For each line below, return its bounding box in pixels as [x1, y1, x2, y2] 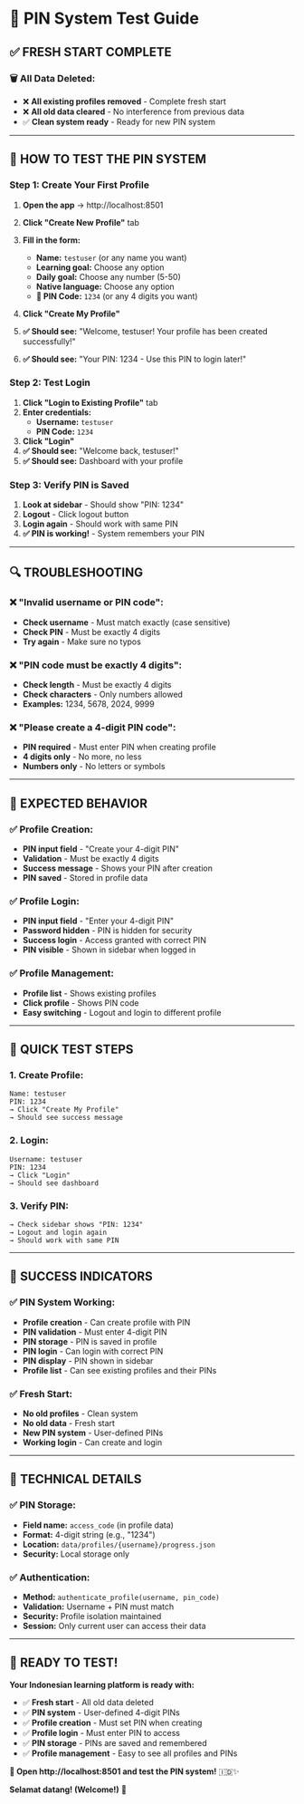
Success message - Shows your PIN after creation [22, 863, 213, 873]
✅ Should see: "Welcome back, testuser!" [22, 445, 179, 456]
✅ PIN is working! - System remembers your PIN [22, 528, 205, 539]
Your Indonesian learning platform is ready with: [9, 1679, 195, 1690]
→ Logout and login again [9, 1228, 107, 1237]
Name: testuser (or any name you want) [35, 252, 187, 263]
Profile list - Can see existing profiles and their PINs [22, 1365, 217, 1375]
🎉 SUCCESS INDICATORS [9, 1269, 153, 1285]
